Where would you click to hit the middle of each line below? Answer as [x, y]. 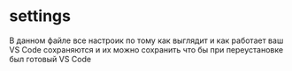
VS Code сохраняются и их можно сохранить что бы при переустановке [146, 49]
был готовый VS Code [50, 59]
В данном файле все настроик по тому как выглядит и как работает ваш [146, 40]
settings [40, 16]
